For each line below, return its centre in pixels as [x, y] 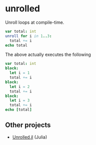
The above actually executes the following [48, 54]
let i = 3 [20, 100]
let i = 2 [20, 87]
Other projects [28, 125]
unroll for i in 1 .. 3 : [28, 36]
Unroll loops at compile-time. [35, 22]
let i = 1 [20, 73]
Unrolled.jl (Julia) [30, 137]
